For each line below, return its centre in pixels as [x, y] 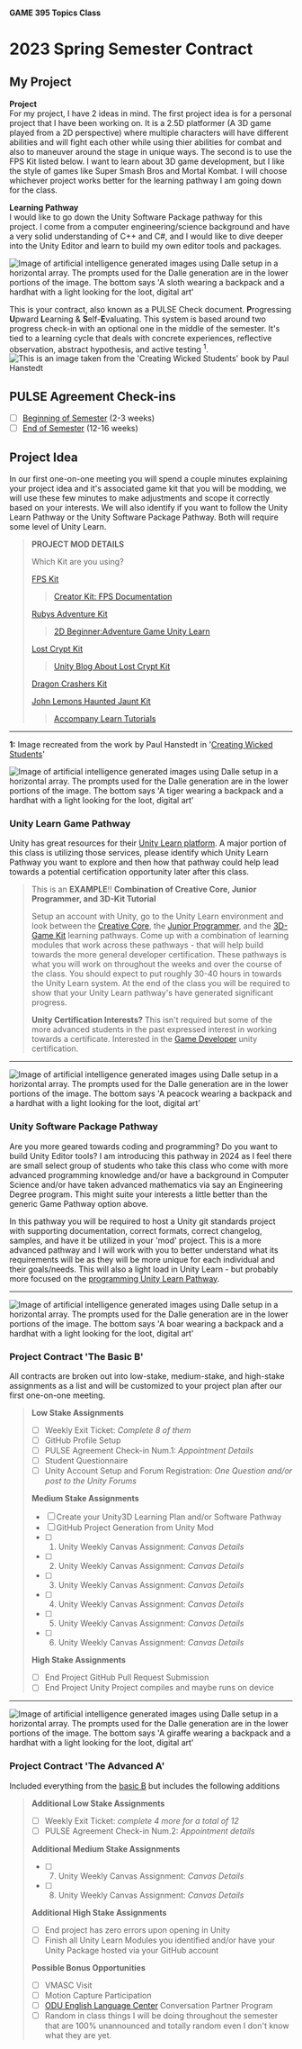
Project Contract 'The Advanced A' [87, 1766]
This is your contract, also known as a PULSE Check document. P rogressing [151, 309]
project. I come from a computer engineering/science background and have [150, 226]
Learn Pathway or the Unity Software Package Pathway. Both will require [144, 517]
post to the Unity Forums [91, 1481]
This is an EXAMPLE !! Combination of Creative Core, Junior [144, 889]
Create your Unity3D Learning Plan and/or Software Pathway [169, 1517]
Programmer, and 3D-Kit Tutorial [93, 899]
